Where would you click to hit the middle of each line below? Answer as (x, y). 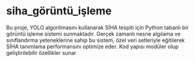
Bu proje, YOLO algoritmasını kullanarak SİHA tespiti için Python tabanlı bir (97, 27)
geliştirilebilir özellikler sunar (41, 52)
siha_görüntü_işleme (59, 11)
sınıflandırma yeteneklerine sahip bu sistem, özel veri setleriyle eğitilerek (96, 40)
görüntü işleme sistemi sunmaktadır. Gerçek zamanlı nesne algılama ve (93, 33)
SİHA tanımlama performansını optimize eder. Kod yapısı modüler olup (92, 46)
